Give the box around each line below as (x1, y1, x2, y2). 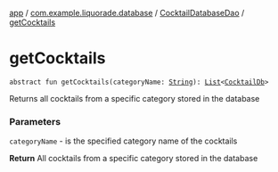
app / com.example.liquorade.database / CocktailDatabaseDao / (9, 8, 245, 18)
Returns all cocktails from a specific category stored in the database (9, 93, 260, 103)
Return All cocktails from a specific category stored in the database (9, 153, 258, 164)
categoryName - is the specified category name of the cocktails (9, 135, 238, 146)
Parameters (9, 115, 61, 127)
